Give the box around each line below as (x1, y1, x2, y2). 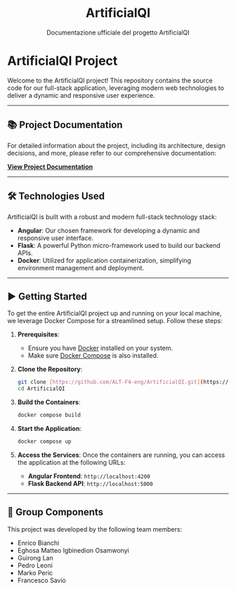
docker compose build (17, 412, 81, 419)
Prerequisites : (17, 330, 60, 339)
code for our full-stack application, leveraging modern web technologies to (7, 83, 225, 92)
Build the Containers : (17, 398, 81, 406)
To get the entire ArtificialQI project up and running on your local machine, (7, 309, 223, 318)
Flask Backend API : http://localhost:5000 (27, 479, 153, 487)
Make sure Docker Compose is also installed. (27, 351, 159, 360)
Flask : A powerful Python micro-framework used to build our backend (17, 241, 221, 249)
